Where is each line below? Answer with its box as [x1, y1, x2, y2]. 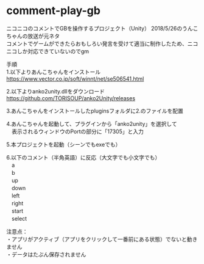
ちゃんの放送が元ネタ [6, 32, 60, 40]
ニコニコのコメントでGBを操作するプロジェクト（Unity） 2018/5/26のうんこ [6, 24, 199, 32]
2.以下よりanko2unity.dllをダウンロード [6, 87, 105, 95]
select [11, 215, 27, 222]
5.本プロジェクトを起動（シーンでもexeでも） [6, 141, 121, 148]
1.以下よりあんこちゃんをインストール [6, 68, 101, 75]
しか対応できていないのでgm [16, 47, 90, 55]
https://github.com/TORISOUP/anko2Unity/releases [6, 94, 136, 101]
